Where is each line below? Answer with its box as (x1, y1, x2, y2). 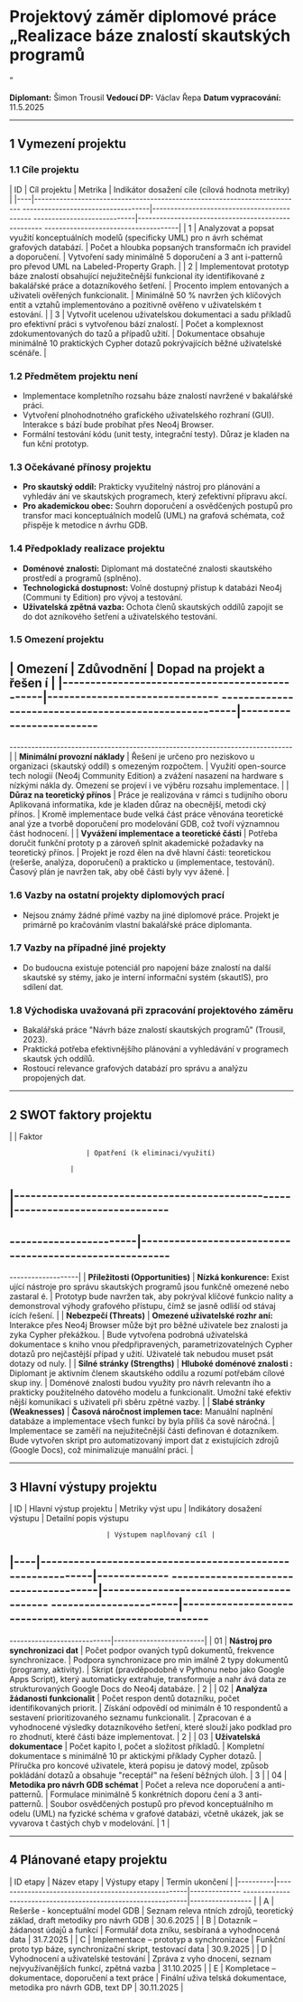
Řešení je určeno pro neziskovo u (131, 752, 255, 762)
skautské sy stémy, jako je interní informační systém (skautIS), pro (22, 971, 269, 982)
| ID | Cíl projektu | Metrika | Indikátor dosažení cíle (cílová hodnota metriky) (9, 183, 290, 195)
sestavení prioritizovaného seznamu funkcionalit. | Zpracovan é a (9, 1712, 252, 1723)
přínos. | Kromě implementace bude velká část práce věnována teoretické (9, 809, 284, 819)
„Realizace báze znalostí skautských (9, 25, 291, 46)
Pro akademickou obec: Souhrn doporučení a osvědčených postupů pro (22, 500, 293, 511)
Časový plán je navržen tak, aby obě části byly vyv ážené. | (9, 866, 230, 877)
